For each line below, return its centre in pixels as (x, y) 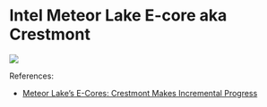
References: (31, 76)
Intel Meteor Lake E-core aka (118, 16)
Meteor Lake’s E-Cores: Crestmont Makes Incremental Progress (140, 93)
